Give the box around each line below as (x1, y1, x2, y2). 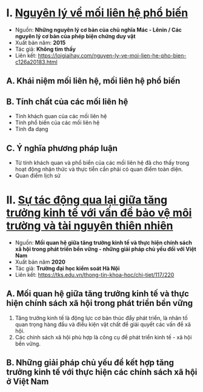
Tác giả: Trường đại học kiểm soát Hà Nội (15, 264, 120, 272)
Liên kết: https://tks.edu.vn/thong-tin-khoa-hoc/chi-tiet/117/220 (15, 271, 175, 278)
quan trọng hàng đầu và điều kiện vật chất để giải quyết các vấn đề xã (15, 321, 191, 328)
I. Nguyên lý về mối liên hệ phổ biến (6, 6, 188, 20)
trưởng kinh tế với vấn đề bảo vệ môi (6, 206, 192, 220)
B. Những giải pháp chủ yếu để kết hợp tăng (6, 357, 175, 368)
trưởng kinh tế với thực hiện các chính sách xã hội (6, 367, 198, 377)
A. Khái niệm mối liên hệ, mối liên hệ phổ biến (6, 76, 181, 86)
